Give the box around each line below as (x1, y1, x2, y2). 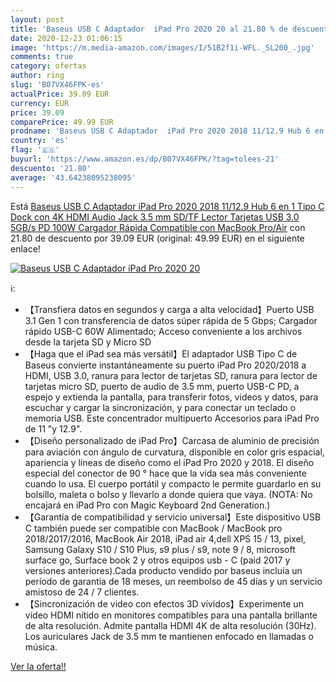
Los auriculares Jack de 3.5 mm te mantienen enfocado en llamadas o (24, 630, 314, 642)
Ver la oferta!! (10, 660, 67, 672)
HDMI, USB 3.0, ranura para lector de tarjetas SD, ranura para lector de (24, 369, 318, 381)
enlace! (10, 242, 41, 255)
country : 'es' (10, 136, 70, 146)
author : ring (10, 71, 65, 81)
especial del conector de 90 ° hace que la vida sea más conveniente (24, 467, 307, 479)
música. (24, 641, 58, 653)
